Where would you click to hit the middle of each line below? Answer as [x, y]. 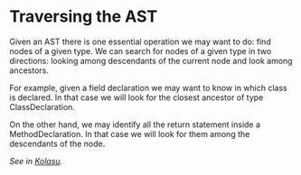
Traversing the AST [84, 17]
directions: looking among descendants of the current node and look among [151, 60]
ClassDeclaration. [42, 106]
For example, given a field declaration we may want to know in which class [148, 87]
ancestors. [29, 70]
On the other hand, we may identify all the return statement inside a [135, 124]
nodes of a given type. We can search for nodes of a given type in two [141, 51]
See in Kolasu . [36, 161]
